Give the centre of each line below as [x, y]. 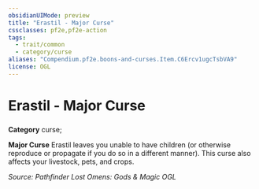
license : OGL [30, 67]
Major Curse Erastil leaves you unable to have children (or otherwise [120, 145]
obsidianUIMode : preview [49, 15]
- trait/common [40, 45]
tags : [17, 37]
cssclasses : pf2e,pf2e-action [58, 30]
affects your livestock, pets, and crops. [71, 161]
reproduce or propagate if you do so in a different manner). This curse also [129, 153]
